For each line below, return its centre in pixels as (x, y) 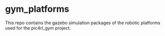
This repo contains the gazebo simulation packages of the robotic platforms (83, 23)
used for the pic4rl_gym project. (38, 28)
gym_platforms (37, 9)
